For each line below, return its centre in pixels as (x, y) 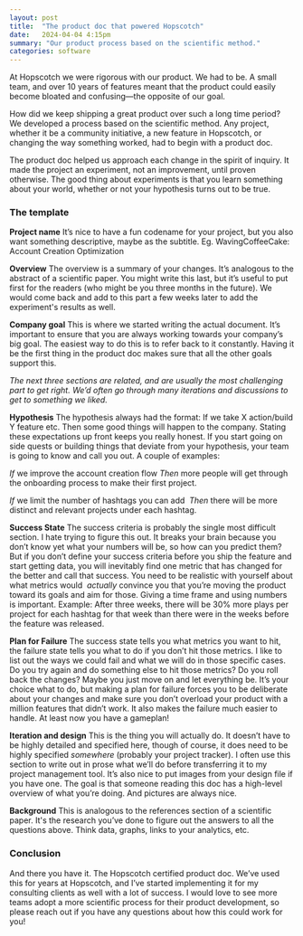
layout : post (34, 18)
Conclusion (35, 854)
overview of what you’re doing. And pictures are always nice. (123, 793)
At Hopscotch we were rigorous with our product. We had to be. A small (143, 77)
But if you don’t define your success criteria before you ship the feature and (151, 556)
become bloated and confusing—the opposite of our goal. (118, 97)
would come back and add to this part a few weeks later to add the (134, 298)
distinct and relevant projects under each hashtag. (103, 510)
